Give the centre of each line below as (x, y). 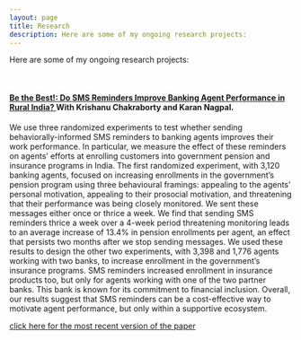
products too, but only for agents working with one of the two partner (138, 280)
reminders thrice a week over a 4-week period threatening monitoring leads (150, 222)
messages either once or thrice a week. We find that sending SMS (132, 213)
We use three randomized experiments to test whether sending (126, 127)
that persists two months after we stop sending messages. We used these (146, 241)
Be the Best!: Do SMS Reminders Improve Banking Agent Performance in (147, 97)
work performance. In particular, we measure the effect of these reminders (148, 146)
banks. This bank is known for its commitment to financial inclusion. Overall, (150, 289)
